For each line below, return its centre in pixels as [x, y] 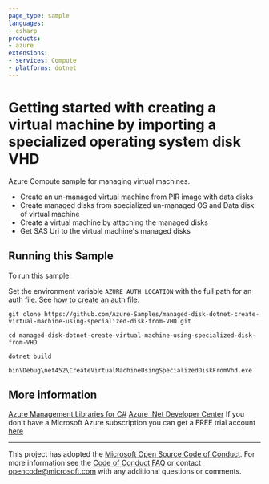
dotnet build [30, 356]
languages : [26, 23]
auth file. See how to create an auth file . [74, 299]
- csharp [23, 31]
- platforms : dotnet [43, 68]
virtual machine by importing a [112, 124]
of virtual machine [50, 214]
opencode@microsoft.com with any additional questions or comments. [125, 471]
